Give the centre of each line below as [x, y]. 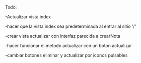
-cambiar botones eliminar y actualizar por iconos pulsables [67, 55]
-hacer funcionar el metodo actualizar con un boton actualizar [69, 46]
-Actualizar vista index [28, 17]
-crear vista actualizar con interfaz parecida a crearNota [63, 36]
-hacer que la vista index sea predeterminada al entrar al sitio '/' [71, 26]
